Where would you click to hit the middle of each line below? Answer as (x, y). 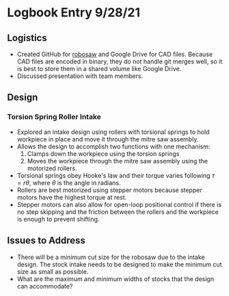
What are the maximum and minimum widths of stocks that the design (115, 279)
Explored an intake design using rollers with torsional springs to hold (113, 132)
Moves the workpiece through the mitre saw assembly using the (118, 161)
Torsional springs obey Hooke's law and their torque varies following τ (116, 175)
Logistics (27, 38)
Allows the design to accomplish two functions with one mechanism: (113, 146)
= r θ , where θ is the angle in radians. (69, 183)
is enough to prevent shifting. (58, 219)
